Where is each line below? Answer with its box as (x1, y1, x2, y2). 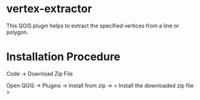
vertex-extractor (6, 2, 92, 16)
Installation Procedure (6, 50, 120, 64)
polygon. (6, 28, 29, 35)
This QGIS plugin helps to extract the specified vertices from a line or (6, 22, 179, 29)
